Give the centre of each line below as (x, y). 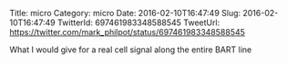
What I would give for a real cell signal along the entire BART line (131, 50)
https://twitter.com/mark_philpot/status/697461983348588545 (128, 32)
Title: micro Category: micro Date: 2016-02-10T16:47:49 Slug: (125, 13)
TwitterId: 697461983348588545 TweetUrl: (139, 23)
